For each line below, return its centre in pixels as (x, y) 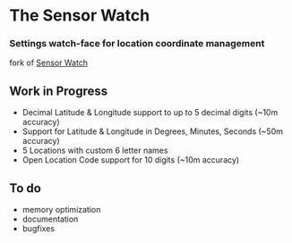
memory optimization (61, 210)
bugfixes (39, 229)
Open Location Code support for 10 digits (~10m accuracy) (131, 160)
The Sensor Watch (80, 16)
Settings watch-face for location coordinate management (137, 44)
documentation (50, 219)
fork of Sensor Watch (48, 63)
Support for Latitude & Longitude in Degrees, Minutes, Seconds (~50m (153, 131)
